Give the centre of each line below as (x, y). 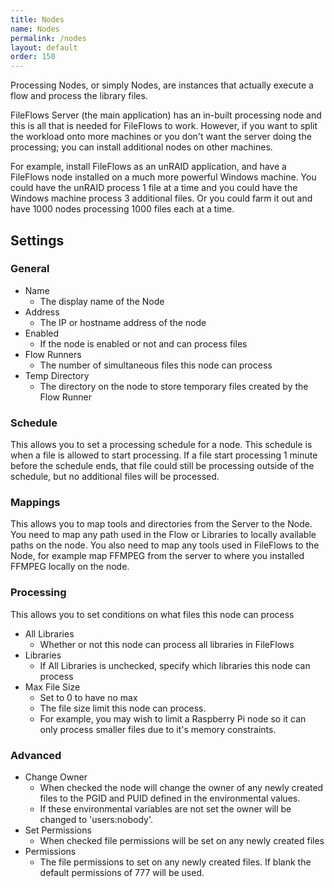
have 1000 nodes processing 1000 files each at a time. (122, 209)
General (30, 269)
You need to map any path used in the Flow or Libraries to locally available (163, 535)
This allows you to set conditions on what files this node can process (152, 614)
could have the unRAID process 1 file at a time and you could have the (154, 188)
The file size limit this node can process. (123, 708)
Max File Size (52, 687)
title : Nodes (37, 19)
